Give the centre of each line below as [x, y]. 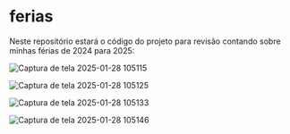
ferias [31, 17]
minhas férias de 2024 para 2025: [72, 50]
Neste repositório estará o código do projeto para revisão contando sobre [145, 41]
